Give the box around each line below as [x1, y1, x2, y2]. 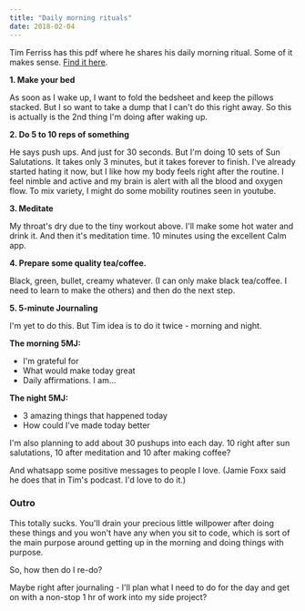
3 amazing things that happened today [22, 410, 168, 421]
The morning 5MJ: [9, 338, 81, 349]
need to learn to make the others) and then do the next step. [9, 284, 236, 296]
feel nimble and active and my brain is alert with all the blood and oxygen [9, 175, 283, 187]
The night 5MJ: [9, 392, 68, 403]
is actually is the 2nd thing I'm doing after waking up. [9, 111, 208, 122]
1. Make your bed [9, 74, 76, 85]
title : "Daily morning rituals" [9, 13, 132, 23]
